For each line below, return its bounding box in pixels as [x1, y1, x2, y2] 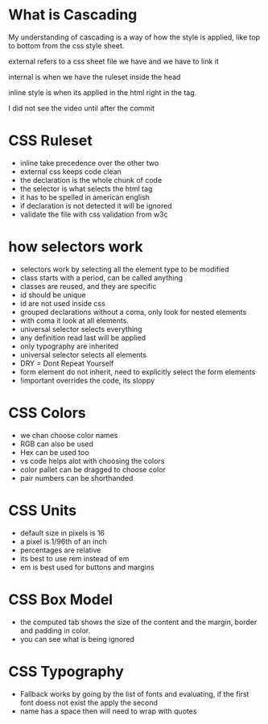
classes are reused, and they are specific [19, 281, 157, 291]
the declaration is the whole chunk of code [19, 175, 163, 184]
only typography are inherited [19, 341, 119, 351]
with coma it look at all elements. [19, 316, 129, 325]
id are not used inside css [19, 298, 106, 308]
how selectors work [8, 238, 143, 256]
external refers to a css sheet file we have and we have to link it [8, 56, 219, 66]
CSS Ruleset [8, 131, 93, 150]
